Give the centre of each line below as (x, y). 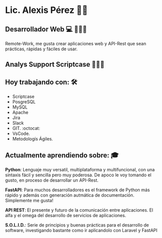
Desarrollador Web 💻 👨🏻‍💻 (46, 29)
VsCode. (21, 133)
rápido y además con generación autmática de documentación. (70, 195)
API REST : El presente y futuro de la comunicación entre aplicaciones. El (79, 210)
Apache (20, 113)
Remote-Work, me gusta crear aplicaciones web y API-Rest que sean (76, 44)
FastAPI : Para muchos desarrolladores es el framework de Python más (78, 190)
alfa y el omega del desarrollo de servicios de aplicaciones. (66, 216)
